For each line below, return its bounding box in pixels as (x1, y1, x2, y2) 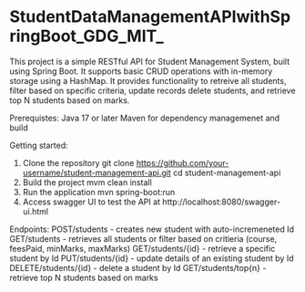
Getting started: (9, 140, 68, 151)
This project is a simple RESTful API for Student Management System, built (9, 56, 290, 67)
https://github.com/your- (136, 157, 229, 168)
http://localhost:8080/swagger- (162, 196, 280, 207)
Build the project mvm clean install (22, 176, 152, 188)
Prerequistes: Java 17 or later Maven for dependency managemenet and (9, 112, 280, 123)
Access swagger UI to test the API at (22, 196, 161, 207)
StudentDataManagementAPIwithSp (9, 6, 291, 27)
